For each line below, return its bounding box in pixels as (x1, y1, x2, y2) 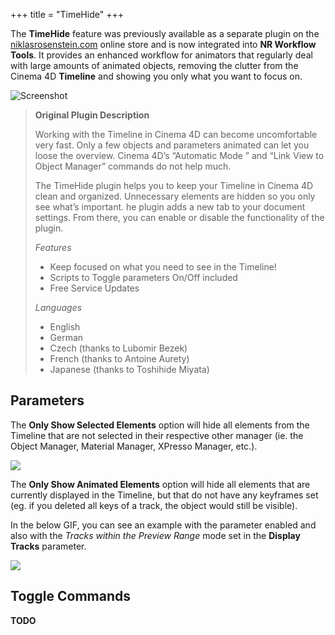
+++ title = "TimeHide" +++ (10, 9, 124, 20)
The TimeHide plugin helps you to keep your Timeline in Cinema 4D (34, 180, 314, 191)
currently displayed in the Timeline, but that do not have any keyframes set (10, 489, 319, 501)
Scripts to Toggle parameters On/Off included (49, 272, 238, 283)
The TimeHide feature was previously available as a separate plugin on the (10, 28, 320, 39)
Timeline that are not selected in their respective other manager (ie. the (10, 429, 304, 441)
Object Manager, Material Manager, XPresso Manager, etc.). (10, 440, 258, 452)
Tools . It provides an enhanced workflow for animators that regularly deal (10, 49, 313, 61)
